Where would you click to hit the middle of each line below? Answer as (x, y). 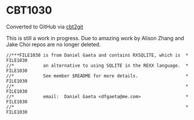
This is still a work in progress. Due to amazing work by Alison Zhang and (95, 38)
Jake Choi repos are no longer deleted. (54, 44)
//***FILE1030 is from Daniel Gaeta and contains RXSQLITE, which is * (97, 55)
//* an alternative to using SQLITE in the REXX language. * (97, 66)
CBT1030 (29, 10)
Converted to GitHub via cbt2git (45, 27)
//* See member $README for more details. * (97, 76)
